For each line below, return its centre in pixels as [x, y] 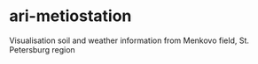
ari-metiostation [70, 16]
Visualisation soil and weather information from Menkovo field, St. [129, 40]
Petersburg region [42, 49]
